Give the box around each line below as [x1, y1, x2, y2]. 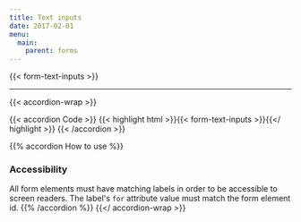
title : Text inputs [9, 13, 82, 22]
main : [17, 38, 39, 47]
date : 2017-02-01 [9, 21, 74, 30]
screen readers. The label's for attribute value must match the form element [9, 193, 291, 204]
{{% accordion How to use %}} [9, 141, 124, 152]
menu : [9, 30, 30, 38]
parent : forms [25, 47, 78, 55]
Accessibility [9, 163, 68, 175]
